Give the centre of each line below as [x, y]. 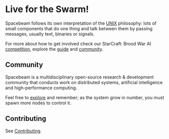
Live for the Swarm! [47, 9]
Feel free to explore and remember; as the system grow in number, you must [85, 97]
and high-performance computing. [41, 88]
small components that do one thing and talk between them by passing [79, 28]
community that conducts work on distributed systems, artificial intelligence [84, 82]
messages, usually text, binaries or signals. [50, 34]
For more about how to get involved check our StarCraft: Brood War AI [78, 43]
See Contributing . [23, 131]
